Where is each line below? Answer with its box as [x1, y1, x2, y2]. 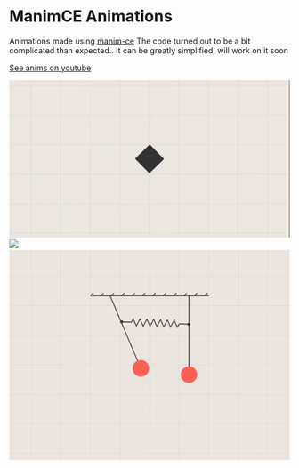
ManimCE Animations [9, 6, 174, 27]
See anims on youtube [9, 62, 92, 73]
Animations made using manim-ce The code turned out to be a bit [9, 36, 251, 46]
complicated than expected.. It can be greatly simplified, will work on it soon [9, 44, 289, 55]
